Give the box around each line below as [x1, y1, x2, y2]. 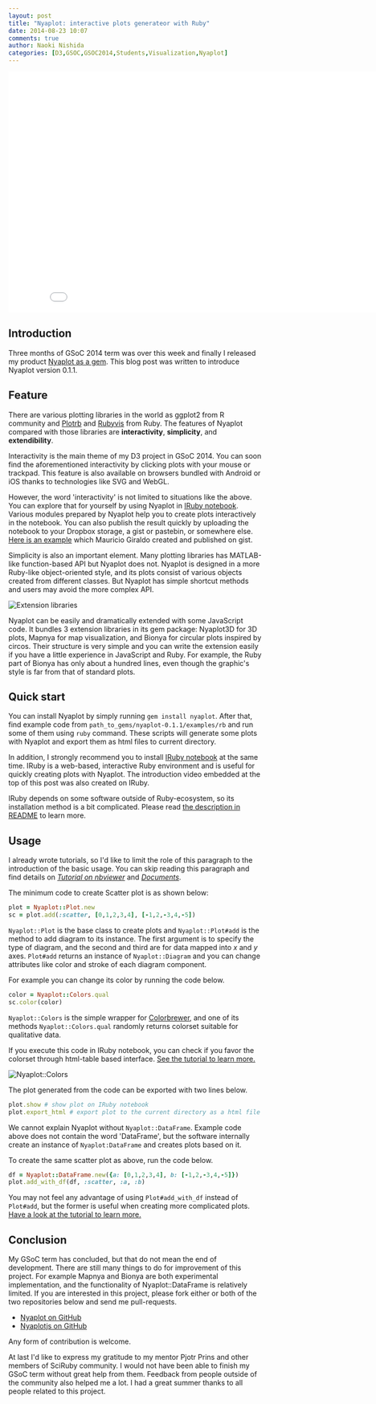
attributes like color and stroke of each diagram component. [8, 960, 207, 969]
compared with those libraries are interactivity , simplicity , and [8, 427, 218, 436]
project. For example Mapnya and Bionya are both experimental [8, 1271, 219, 1281]
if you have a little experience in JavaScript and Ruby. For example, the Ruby [8, 650, 262, 659]
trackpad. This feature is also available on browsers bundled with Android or [8, 467, 261, 478]
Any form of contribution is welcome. [8, 1337, 131, 1346]
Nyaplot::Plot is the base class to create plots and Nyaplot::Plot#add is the [8, 925, 260, 935]
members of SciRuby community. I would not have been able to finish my [8, 1361, 251, 1370]
